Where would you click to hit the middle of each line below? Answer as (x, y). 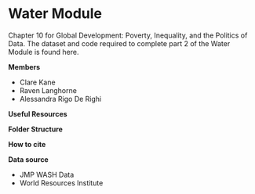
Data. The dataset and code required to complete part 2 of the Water (119, 43)
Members (24, 66)
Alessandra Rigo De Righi (60, 99)
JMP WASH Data (47, 174)
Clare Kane (38, 82)
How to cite (27, 144)
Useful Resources (38, 113)
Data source (28, 159)
